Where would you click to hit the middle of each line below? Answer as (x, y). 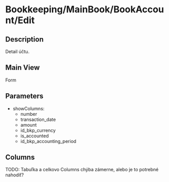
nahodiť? (15, 175)
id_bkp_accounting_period (48, 141)
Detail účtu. (17, 52)
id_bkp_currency (38, 130)
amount (29, 125)
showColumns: (29, 108)
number (29, 114)
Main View (23, 68)
